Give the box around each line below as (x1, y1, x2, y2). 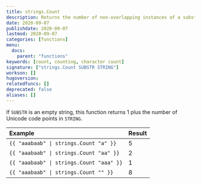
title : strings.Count (6, 8, 60, 15)
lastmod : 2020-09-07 (6, 31, 58, 37)
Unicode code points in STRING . (6, 115, 83, 122)
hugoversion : (6, 75, 39, 81)
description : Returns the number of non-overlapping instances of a (6, 14, 181, 20)
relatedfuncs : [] (6, 81, 50, 87)
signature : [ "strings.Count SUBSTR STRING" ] (6, 64, 119, 70)
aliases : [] (6, 92, 36, 98)
